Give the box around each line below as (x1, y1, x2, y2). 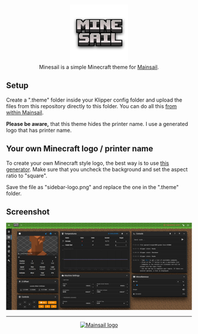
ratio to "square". (6, 172, 48, 179)
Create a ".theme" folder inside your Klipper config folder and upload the (6, 96, 183, 103)
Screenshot (6, 207, 50, 217)
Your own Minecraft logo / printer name (6, 144, 153, 154)
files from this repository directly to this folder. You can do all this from (6, 102, 177, 109)
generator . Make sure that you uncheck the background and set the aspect (6, 166, 188, 173)
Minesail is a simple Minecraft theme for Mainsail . (39, 64, 159, 70)
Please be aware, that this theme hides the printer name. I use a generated (6, 120, 189, 127)
